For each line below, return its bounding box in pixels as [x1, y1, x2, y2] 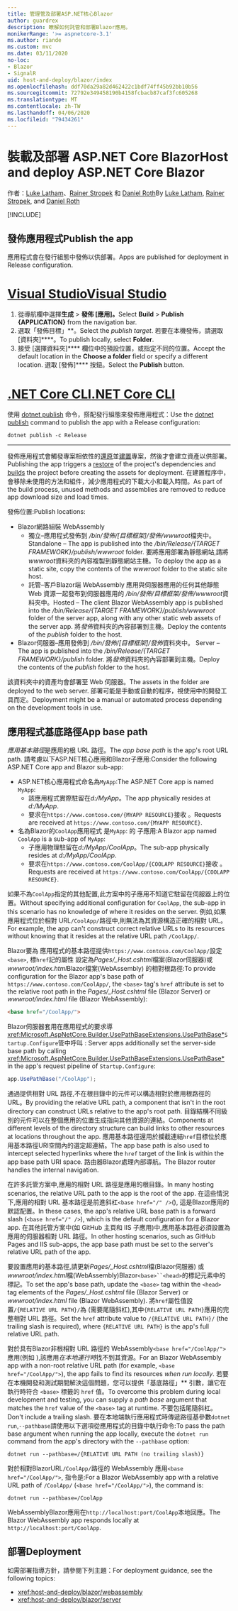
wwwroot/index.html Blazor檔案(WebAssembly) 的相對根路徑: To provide [7, 964, 216, 973]
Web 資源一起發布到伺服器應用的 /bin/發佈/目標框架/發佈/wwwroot [28, 590, 223, 598]
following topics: [7, 1573, 55, 1583]
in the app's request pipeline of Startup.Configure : [7, 1062, 156, 1070]
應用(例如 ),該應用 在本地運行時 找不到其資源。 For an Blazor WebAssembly [7, 1353, 222, 1361]
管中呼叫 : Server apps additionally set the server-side [57, 1038, 216, 1047]
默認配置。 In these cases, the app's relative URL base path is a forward [7, 1206, 216, 1215]
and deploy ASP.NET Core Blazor [7, 164, 205, 180]
